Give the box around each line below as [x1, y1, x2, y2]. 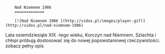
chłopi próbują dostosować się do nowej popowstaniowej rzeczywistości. [5, 38, 160, 43]
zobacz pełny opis [5, 43, 44, 49]
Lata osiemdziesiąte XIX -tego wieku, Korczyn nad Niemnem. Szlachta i [5, 32, 156, 38]
